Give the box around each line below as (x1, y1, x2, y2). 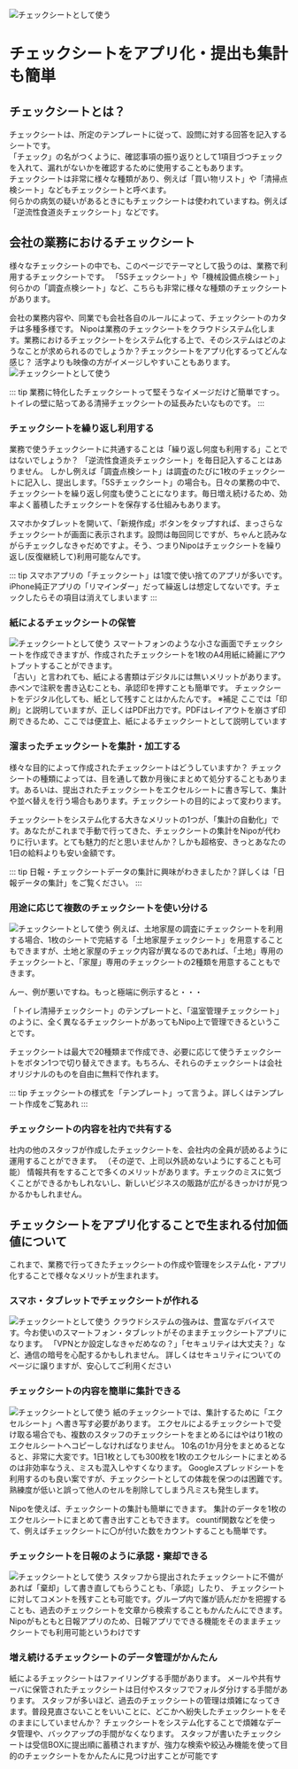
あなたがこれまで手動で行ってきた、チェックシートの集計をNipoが (23, 825, 265, 836)
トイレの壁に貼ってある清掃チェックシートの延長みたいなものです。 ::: (9, 397, 265, 408)
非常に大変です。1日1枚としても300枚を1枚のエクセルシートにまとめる (32, 1451, 287, 1461)
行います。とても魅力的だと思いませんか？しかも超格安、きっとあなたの (24, 836, 287, 846)
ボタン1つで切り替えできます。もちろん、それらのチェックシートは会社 (24, 1057, 283, 1068)
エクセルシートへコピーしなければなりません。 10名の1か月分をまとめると (9, 1440, 279, 1451)
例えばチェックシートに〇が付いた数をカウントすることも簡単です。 (24, 1525, 271, 1536)
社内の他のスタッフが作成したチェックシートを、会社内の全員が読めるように (9, 1144, 288, 1156)
